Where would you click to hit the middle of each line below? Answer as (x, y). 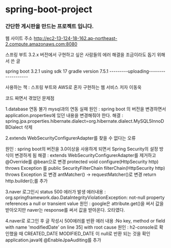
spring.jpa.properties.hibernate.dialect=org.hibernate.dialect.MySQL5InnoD (85, 121)
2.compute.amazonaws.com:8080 (41, 44)
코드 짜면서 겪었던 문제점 (30, 98)
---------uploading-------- (138, 71)
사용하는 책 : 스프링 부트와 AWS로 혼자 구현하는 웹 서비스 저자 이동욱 (74, 87)
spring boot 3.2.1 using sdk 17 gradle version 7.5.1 (57, 71)
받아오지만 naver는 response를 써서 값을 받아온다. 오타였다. (65, 210)
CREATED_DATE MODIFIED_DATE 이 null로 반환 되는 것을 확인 (87, 234)
